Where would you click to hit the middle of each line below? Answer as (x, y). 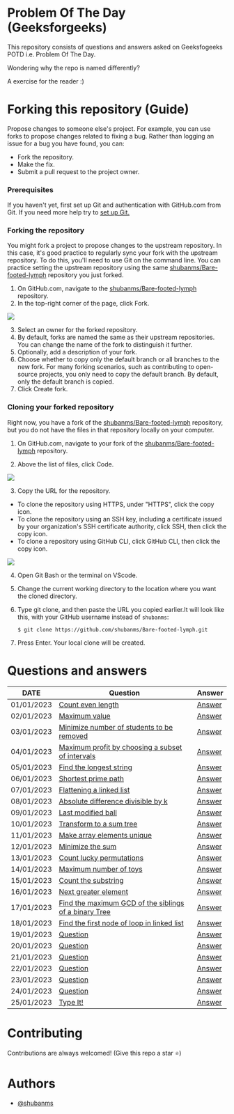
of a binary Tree (85, 911)
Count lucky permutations (101, 858)
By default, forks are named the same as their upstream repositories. (116, 337)
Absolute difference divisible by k (114, 801)
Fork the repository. (46, 157)
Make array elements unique (105, 835)
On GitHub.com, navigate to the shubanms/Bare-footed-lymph (107, 289)
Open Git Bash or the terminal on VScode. (77, 575)
